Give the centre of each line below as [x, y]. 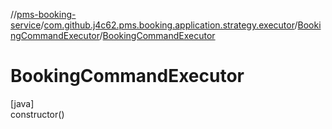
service [26, 25]
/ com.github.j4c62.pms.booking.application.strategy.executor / [169, 25]
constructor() [37, 114]
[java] [22, 103]
